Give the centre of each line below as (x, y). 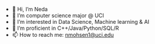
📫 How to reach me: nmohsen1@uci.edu (63, 35)
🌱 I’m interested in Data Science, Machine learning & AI (81, 22)
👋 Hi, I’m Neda (30, 9)
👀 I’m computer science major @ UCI (58, 15)
